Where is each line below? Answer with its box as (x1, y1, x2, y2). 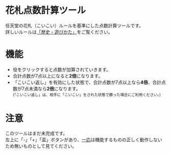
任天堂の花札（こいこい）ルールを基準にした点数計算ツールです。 (5, 22, 144, 29)
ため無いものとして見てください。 (5, 143, 77, 149)
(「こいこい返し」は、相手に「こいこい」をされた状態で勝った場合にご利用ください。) (12, 92, 161, 97)
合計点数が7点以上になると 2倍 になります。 (12, 72, 103, 79)
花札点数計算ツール (5, 5, 86, 16)
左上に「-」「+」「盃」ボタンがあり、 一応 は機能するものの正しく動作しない (5, 137, 162, 143)
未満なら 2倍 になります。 (29, 85, 81, 92)
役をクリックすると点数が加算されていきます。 (12, 66, 111, 72)
